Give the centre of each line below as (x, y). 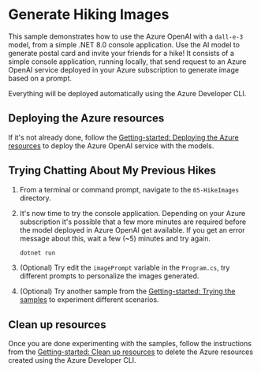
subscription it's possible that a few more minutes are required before (133, 222)
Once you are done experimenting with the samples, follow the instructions (130, 344)
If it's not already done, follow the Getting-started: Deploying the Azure (123, 137)
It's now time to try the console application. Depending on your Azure (132, 213)
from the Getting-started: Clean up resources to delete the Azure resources (131, 352)
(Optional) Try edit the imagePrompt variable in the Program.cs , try (125, 268)
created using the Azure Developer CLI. (72, 360)
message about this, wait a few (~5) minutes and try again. (115, 238)
